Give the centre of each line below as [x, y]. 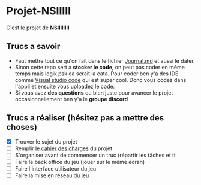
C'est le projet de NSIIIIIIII [38, 28]
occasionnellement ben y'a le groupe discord [71, 99]
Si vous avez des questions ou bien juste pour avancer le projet [94, 92]
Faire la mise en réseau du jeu [52, 175]
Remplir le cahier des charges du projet [64, 148]
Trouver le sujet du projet [46, 141]
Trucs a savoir [33, 46]
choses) [22, 127]
